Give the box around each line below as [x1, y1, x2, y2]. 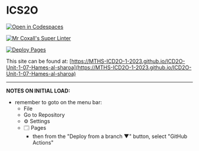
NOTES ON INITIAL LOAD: [6, 87, 70, 94]
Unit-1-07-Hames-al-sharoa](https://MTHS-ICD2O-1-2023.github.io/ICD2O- [6, 63, 192, 71]
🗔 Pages [23, 124, 46, 131]
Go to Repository [23, 111, 65, 118]
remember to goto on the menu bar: [14, 98, 102, 105]
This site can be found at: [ [6, 57, 72, 65]
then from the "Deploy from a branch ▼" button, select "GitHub [32, 133, 188, 140]
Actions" [32, 139, 54, 146]
